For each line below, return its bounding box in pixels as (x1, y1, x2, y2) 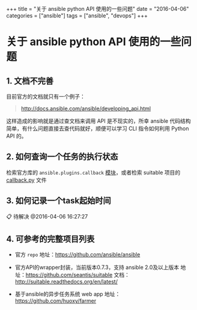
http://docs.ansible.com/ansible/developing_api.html (20, 105, 151, 112)
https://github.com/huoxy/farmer (14, 297, 97, 305)
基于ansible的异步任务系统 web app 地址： (14, 291, 121, 298)
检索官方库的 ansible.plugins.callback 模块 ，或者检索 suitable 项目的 (6, 169, 181, 176)
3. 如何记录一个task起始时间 (6, 196, 111, 206)
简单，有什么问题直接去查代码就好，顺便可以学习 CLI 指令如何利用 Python (6, 125, 189, 132)
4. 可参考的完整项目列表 (6, 234, 95, 244)
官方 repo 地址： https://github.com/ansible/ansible (14, 251, 141, 258)
